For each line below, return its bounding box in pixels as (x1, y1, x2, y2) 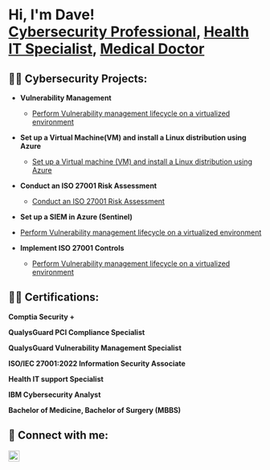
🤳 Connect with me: (8, 428, 108, 443)
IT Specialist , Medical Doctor (8, 40, 205, 58)
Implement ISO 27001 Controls (19, 243, 125, 252)
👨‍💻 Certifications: (8, 291, 100, 304)
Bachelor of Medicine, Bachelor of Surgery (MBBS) (8, 405, 182, 415)
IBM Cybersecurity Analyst (8, 390, 101, 399)
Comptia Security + (8, 312, 75, 321)
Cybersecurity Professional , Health (8, 22, 249, 41)
